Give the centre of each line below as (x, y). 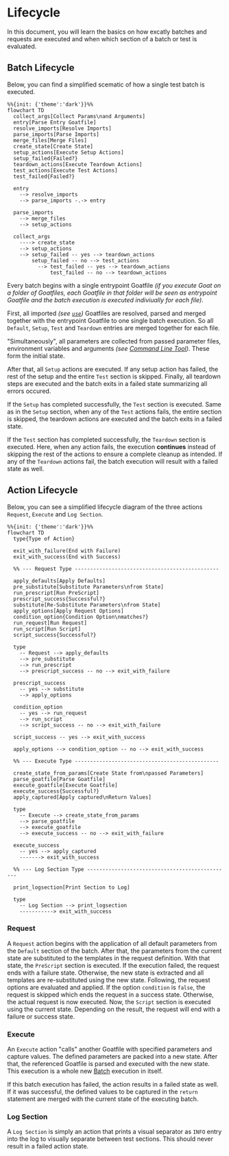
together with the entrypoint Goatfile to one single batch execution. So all (110, 320)
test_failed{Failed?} (44, 177)
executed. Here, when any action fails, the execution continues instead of (111, 446)
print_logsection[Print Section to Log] (72, 887)
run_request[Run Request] (50, 623)
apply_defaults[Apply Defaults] (60, 581)
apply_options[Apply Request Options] (69, 611)
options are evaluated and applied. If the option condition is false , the (106, 987)
